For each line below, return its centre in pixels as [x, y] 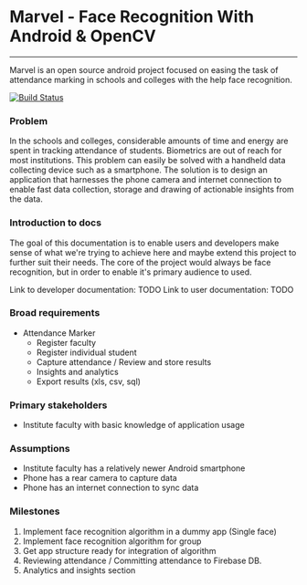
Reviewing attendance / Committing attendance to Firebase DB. [142, 560]
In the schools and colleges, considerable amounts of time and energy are [149, 141]
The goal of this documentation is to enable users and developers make [144, 243]
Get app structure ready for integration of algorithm [119, 550]
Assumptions [40, 449]
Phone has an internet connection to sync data [111, 488]
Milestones [35, 511]
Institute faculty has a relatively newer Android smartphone [134, 468]
